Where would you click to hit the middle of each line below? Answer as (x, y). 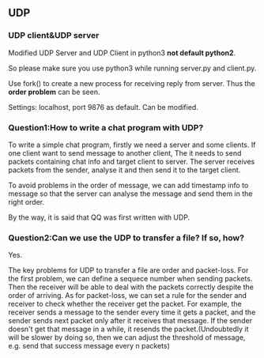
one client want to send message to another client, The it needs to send (125, 153)
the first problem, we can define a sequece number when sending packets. (130, 279)
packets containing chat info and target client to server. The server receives (132, 161)
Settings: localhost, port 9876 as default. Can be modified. (104, 107)
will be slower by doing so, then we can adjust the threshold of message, (127, 337)
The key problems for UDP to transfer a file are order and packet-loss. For (128, 270)
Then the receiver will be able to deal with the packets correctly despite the (131, 287)
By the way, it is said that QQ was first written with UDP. (99, 217)
